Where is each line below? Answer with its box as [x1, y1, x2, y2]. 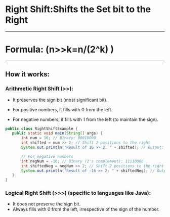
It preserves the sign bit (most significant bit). [12, 97, 108, 103]
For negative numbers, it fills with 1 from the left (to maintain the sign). [12, 116, 158, 122]
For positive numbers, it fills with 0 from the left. [12, 106, 113, 112]
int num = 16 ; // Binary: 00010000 [21, 136, 96, 141]
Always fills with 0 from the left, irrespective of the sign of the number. [12, 206, 160, 212]
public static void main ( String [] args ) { [12, 131, 103, 136]
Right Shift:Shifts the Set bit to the [5, 4, 151, 15]
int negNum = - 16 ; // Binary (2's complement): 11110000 [21, 158, 144, 164]
